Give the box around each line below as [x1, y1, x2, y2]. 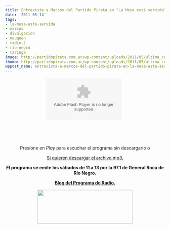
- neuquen [5, 36, 26, 41]
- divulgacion [5, 31, 35, 36]
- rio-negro [5, 45, 30, 50]
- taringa [5, 50, 26, 55]
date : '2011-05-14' [5, 12, 47, 17]
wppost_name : [5, 64, 33, 69]
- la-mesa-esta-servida [5, 21, 56, 27]
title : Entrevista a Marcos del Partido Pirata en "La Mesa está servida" [5, 7, 166, 13]
